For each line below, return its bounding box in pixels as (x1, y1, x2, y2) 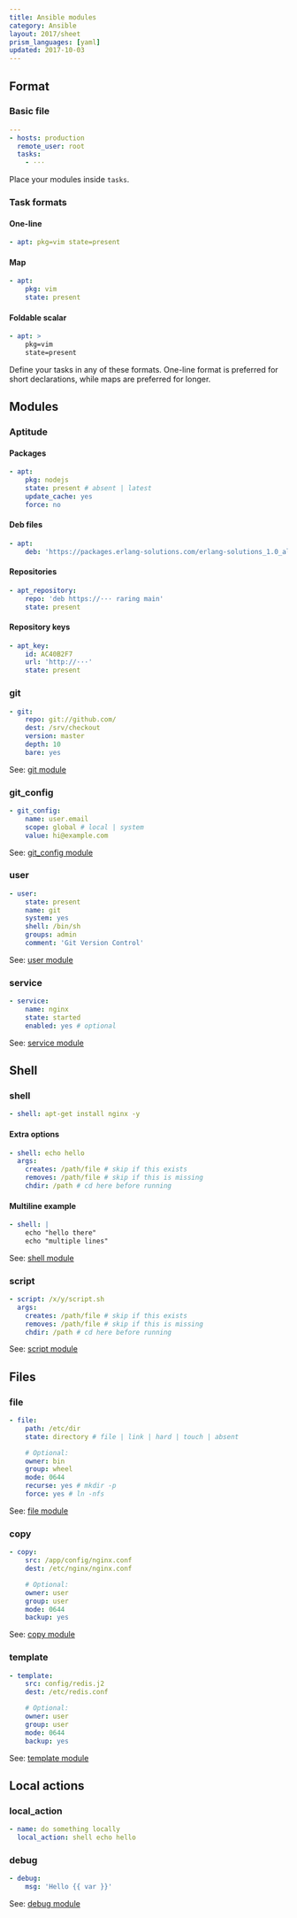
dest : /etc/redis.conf (25, 1688, 109, 1697)
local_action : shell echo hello (17, 1833, 137, 1842)
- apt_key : (9, 641, 49, 651)
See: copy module (9, 1629, 75, 1640)
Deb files (9, 520, 43, 530)
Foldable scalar (9, 312, 67, 323)
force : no (25, 500, 62, 509)
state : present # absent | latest (25, 484, 152, 493)
